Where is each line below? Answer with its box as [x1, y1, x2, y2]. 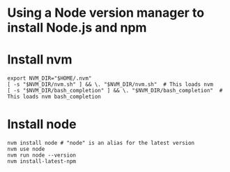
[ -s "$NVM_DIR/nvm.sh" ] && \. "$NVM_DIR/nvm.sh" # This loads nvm [7, 81, 214, 88]
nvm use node [7, 145, 45, 153]
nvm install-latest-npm [7, 158, 77, 165]
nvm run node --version [7, 152, 77, 159]
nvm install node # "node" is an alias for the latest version [7, 140, 195, 147]
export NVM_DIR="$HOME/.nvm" [7, 75, 92, 82]
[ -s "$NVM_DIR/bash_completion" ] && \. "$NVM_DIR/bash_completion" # [7, 87, 223, 94]
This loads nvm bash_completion [7, 93, 101, 101]
